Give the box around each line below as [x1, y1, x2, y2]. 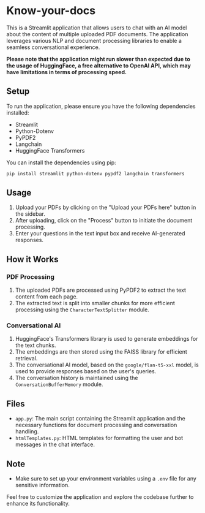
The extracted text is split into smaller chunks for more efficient [15, 300, 176, 307]
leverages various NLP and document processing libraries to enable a [6, 37, 182, 44]
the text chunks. [15, 341, 56, 349]
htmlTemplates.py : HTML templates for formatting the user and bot [15, 435, 184, 442]
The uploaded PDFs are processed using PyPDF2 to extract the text [15, 286, 187, 294]
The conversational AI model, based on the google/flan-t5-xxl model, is [15, 361, 199, 368]
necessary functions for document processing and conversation [15, 421, 177, 429]
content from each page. [15, 293, 78, 300]
